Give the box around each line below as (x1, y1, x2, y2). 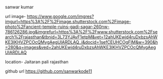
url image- (5, 14, 26, 19)
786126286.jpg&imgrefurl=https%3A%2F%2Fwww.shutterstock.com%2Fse (5, 29, 158, 34)
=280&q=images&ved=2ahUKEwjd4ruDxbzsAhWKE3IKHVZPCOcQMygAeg (5, 45, 156, 50)
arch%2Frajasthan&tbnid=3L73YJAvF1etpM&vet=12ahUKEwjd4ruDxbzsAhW (5, 34, 158, 40)
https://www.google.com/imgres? (26, 14, 94, 19)
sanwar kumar (5, 4, 34, 10)
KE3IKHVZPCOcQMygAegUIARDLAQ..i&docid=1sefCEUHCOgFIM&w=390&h (5, 39, 158, 45)
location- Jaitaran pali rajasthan (5, 59, 69, 64)
